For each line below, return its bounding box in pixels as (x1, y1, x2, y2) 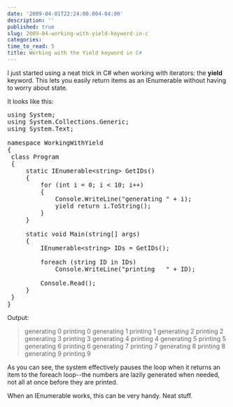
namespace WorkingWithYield (7, 138, 104, 147)
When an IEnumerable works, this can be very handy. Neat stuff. (7, 391, 193, 400)
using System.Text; (7, 124, 74, 133)
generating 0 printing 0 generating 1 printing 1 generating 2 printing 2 (24, 327, 224, 335)
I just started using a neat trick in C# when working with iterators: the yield (7, 68, 223, 77)
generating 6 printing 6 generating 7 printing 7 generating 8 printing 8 (24, 342, 226, 350)
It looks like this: (7, 97, 54, 105)
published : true (7, 23, 55, 30)
